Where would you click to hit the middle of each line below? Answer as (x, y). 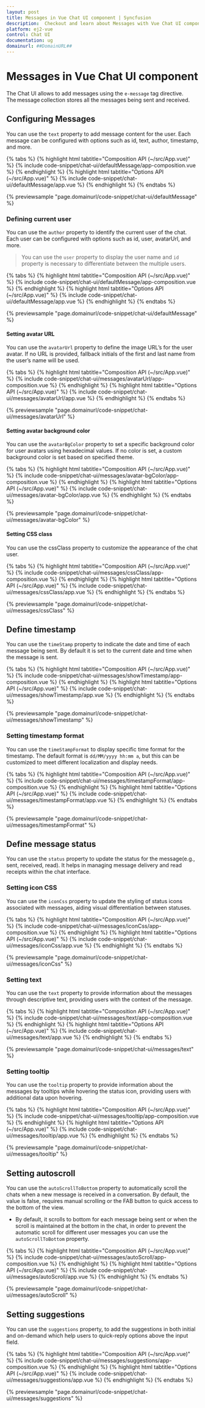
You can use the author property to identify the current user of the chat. (97, 232)
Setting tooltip (28, 1071)
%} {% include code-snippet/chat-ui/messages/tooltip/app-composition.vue (103, 1116)
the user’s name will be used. (43, 360)
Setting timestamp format (45, 736)
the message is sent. (32, 657)
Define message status (51, 844)
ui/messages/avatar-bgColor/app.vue (53, 495)
